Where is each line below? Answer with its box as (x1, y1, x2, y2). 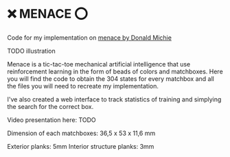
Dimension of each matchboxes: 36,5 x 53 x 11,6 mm (7, 129, 156, 137)
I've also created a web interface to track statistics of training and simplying (7, 95, 222, 104)
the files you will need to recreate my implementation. (7, 82, 159, 90)
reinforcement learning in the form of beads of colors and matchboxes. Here (7, 67, 223, 75)
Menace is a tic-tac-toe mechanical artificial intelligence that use (7, 60, 191, 68)
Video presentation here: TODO (7, 115, 96, 124)
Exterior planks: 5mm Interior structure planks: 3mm (7, 142, 154, 150)
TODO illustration (7, 47, 56, 55)
